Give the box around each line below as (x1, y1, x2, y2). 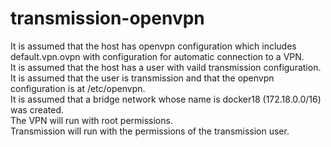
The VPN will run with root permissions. (10, 114, 173, 126)
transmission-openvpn (10, 7, 205, 30)
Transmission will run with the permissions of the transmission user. (10, 125, 290, 137)
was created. (10, 103, 65, 116)
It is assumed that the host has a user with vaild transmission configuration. (10, 61, 322, 73)
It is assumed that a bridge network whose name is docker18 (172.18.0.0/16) (10, 93, 322, 105)
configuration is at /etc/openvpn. (10, 82, 146, 94)
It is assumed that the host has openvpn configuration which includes (10, 40, 297, 52)
